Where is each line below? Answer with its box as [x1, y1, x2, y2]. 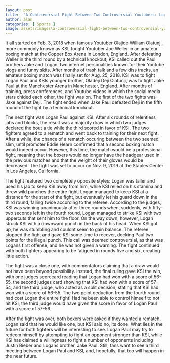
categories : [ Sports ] [5, 21, 56, 27]
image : [5, 26, 19, 31]
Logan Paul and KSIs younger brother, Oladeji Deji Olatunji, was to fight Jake [5, 78, 164, 84]
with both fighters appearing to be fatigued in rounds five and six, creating [5, 248, 160, 254]
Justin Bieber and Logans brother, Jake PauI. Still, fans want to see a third [5, 342, 159, 349]
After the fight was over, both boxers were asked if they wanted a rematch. [5, 315, 161, 322]
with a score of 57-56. [5, 306, 52, 312]
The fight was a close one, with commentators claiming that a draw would [5, 263, 159, 269]
